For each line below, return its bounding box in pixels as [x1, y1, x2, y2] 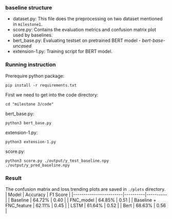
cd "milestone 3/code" [5, 101, 54, 106]
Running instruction [5, 61, 56, 68]
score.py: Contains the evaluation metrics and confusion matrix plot [12, 27, 157, 33]
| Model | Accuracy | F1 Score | [5, 191, 71, 198]
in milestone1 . [12, 21, 43, 27]
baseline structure [5, 4, 52, 11]
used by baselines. [12, 32, 53, 38]
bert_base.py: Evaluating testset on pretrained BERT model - [12, 37, 141, 43]
